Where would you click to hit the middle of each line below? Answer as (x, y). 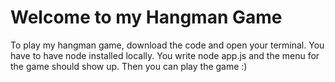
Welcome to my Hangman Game (146, 17)
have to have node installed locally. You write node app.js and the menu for (165, 55)
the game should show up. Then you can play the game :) (129, 66)
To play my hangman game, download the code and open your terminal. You (167, 45)
